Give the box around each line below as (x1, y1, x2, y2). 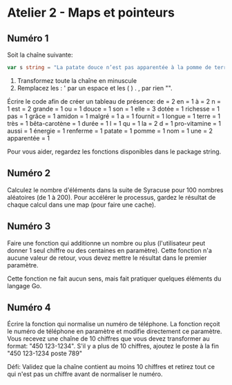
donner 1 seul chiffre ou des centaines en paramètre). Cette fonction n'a (7, 246, 213, 254)
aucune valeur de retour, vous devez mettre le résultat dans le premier (7, 254, 207, 262)
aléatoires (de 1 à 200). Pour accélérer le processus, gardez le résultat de (7, 193, 216, 201)
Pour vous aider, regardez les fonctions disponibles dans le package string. (7, 147, 222, 156)
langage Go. (7, 281, 42, 290)
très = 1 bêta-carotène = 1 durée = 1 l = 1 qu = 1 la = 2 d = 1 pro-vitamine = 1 (7, 119, 221, 127)
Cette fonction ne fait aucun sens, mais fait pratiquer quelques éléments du (7, 274, 222, 283)
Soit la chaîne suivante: (7, 50, 74, 59)
